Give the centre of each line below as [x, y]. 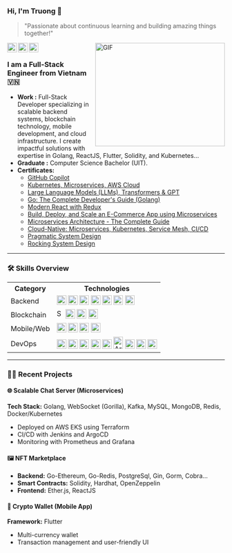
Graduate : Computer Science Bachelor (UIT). [83, 163]
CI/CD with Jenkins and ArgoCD [63, 434]
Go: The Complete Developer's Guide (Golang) [94, 199]
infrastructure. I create [49, 141]
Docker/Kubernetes [35, 414]
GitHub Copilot [49, 177]
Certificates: [36, 170]
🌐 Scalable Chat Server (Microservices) [66, 391]
